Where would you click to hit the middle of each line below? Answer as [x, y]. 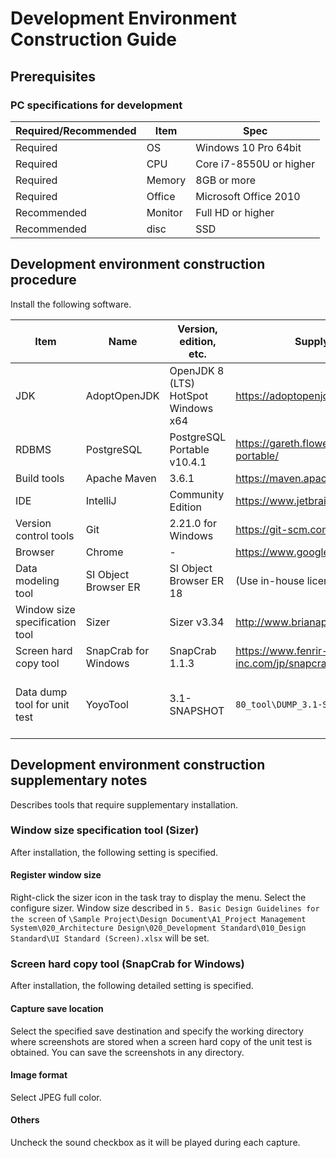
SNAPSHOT [197, 710]
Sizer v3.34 [197, 622]
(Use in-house [270, 580]
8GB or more [225, 180]
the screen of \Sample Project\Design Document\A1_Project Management [158, 918]
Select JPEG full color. [56, 1097]
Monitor [164, 212]
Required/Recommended [76, 130]
